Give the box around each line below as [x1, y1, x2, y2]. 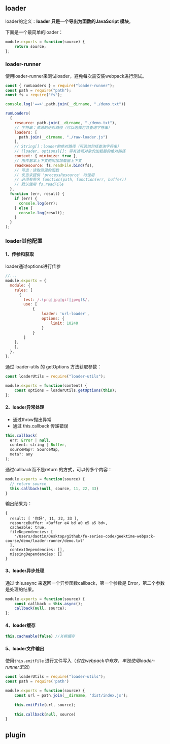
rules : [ [14, 288, 33, 293]
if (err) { [14, 196, 38, 201]
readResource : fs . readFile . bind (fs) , [14, 163, 94, 168]
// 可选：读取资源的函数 [14, 167, 59, 173]
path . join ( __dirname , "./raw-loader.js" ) [18, 134, 108, 139]
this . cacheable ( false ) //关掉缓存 [5, 634, 75, 639]
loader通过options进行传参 [5, 263, 61, 269]
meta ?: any [10, 452, 33, 457]
